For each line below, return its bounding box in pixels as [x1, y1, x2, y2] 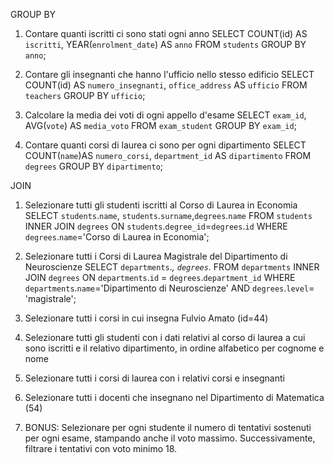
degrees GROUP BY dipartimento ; [24, 160, 164, 172]
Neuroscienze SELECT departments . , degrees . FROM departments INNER [24, 261, 320, 273]
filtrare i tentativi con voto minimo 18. [24, 443, 178, 454]
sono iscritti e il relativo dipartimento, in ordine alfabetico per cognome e [24, 342, 325, 354]
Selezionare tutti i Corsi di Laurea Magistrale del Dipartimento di [24, 250, 288, 262]
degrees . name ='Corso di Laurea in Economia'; [24, 231, 210, 243]
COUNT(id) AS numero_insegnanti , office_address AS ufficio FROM [24, 79, 308, 91]
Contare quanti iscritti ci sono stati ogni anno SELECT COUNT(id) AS [24, 28, 308, 39]
